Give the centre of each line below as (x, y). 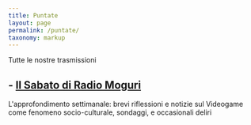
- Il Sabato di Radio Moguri (74, 85)
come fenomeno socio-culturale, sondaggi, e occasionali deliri (110, 112)
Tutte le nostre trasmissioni (52, 60)
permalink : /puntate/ (44, 30)
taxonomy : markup (37, 38)
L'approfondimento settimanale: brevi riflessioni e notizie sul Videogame (126, 104)
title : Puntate (33, 15)
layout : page (30, 23)
